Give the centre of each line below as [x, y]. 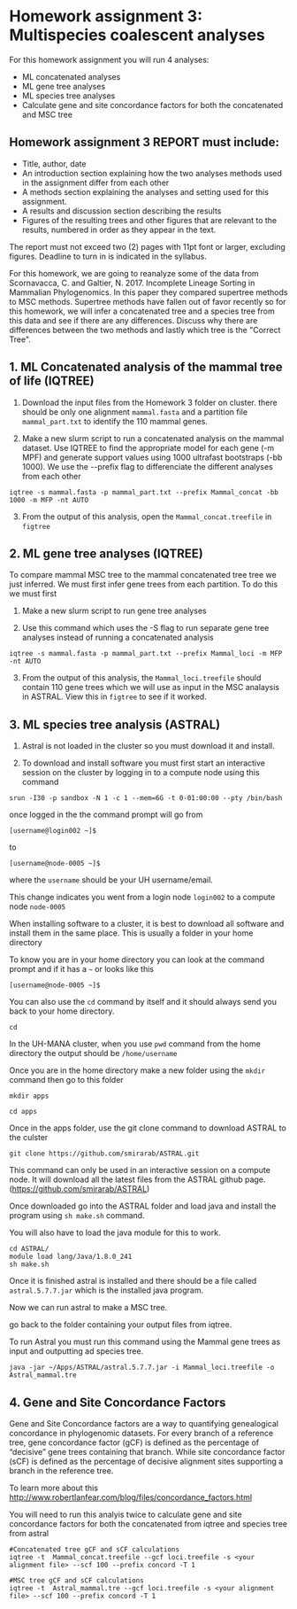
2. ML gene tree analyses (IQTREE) [106, 553]
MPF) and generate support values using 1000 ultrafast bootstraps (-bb [152, 457]
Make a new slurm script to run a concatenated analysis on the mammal [153, 438]
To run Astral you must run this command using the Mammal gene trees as [145, 1342]
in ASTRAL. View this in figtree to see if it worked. [114, 696]
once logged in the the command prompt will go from [106, 815]
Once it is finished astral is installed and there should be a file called [133, 1281]
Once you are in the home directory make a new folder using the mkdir [137, 1070]
